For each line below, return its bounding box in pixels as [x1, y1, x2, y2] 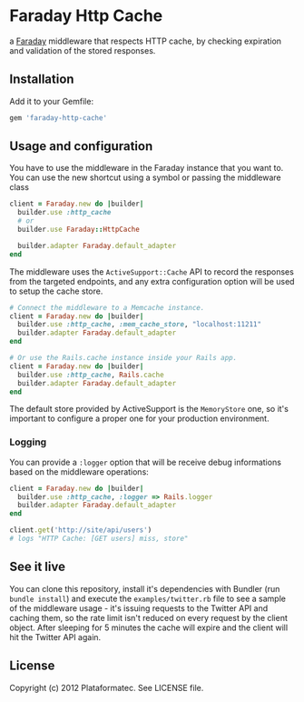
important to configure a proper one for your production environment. [9, 413, 270, 424]
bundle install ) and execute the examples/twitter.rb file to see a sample [9, 593, 286, 604]
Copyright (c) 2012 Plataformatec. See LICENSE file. [9, 682, 204, 693]
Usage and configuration [9, 138, 153, 155]
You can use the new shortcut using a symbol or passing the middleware [9, 172, 281, 183]
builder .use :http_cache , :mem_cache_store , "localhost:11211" [17, 320, 261, 329]
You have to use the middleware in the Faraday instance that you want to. [9, 163, 284, 174]
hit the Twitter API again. [9, 631, 102, 642]
